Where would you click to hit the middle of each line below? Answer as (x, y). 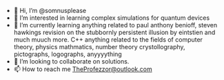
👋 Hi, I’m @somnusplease (50, 11)
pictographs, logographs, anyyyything (68, 54)
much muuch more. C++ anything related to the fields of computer (108, 40)
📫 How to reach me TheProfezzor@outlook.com (83, 69)
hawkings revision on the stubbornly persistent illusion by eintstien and (114, 32)
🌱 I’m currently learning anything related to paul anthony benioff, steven (115, 25)
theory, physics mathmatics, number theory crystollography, (99, 47)
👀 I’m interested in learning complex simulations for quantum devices (112, 18)
